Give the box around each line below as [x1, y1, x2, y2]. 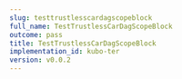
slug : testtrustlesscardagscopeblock [9, 13, 153, 23]
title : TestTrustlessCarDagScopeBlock [9, 38, 157, 48]
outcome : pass [9, 30, 64, 39]
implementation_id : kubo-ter [9, 47, 120, 56]
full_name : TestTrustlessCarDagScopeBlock [9, 22, 173, 31]
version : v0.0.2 [9, 55, 71, 64]
